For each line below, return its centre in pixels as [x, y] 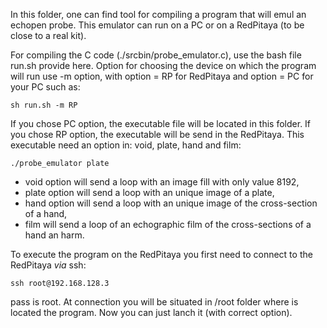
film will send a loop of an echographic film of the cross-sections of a [168, 224]
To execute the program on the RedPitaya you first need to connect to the [161, 254]
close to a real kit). [48, 35]
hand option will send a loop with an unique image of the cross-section [171, 203]
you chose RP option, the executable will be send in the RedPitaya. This [157, 134]
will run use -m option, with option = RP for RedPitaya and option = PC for [162, 76]
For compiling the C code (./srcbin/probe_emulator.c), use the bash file [156, 55]
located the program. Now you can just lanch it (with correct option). [151, 312]
